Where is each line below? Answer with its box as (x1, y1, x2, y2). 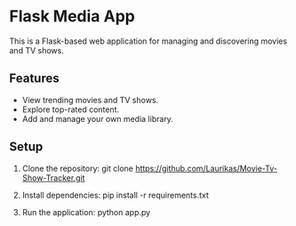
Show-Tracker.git (21, 172, 85, 183)
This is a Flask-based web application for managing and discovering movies (9, 36, 287, 46)
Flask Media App (9, 6, 135, 27)
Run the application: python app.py (21, 206, 151, 217)
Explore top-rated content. (21, 104, 120, 115)
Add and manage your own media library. (21, 113, 173, 124)
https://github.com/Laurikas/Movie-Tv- (134, 163, 278, 174)
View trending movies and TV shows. (21, 94, 159, 105)
